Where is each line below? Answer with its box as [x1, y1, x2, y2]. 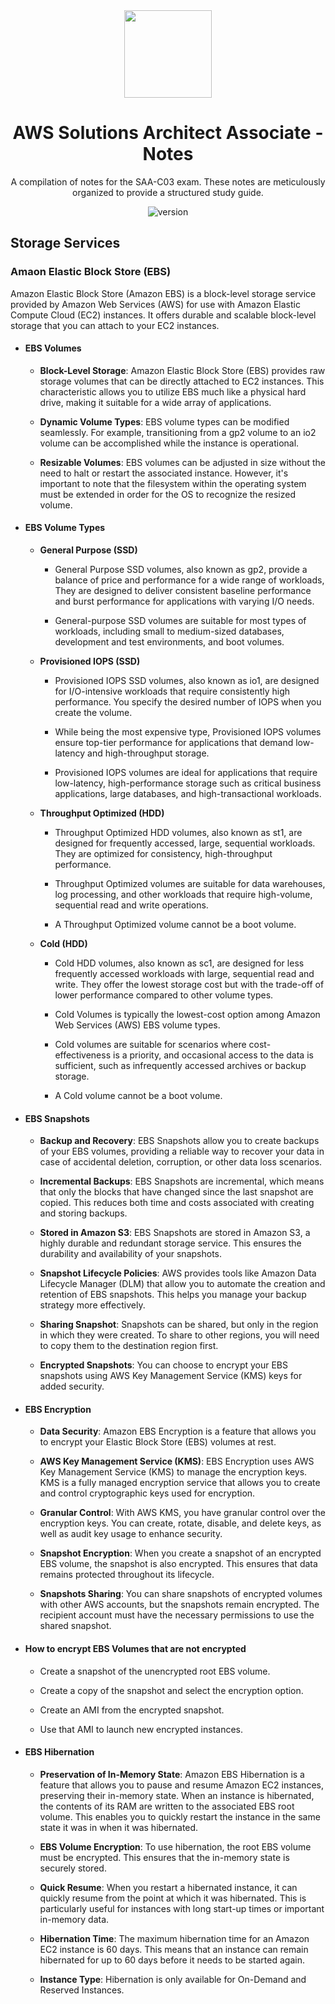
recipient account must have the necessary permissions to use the [39, 1609, 315, 1621]
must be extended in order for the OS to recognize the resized [39, 488, 296, 500]
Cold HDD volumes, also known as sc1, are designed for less [54, 957, 305, 969]
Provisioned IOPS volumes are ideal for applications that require [54, 767, 318, 779]
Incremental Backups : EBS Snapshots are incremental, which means [39, 1175, 325, 1188]
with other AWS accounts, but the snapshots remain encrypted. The [39, 1599, 320, 1611]
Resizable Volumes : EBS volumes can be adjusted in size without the [39, 456, 326, 468]
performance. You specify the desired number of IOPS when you [54, 696, 322, 708]
